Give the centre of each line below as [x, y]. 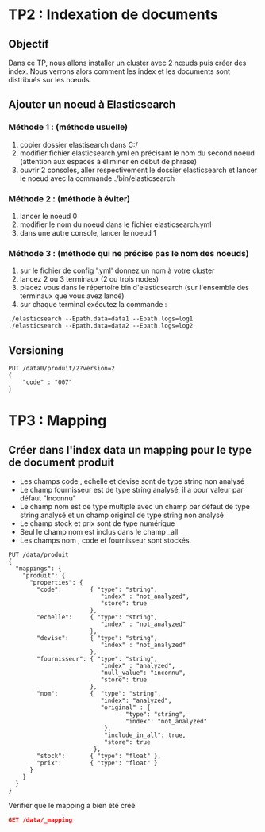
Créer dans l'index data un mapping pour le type [130, 450]
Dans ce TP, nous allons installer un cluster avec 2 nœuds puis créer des [127, 63]
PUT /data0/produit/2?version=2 [61, 369]
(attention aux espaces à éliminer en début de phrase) [108, 161]
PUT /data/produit [38, 555]
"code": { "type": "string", [97, 590]
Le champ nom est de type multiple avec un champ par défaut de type [134, 507]
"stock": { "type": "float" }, [99, 756]
